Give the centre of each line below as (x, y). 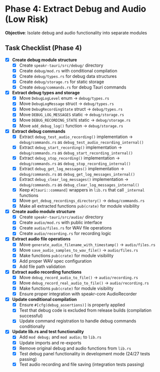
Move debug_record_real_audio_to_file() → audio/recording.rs (84, 283)
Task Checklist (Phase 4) (44, 48)
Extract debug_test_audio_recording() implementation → (76, 137)
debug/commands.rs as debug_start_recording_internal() (76, 153)
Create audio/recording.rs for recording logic (65, 233)
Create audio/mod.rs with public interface (61, 223)
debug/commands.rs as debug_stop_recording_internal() (75, 163)
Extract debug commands (39, 131)
